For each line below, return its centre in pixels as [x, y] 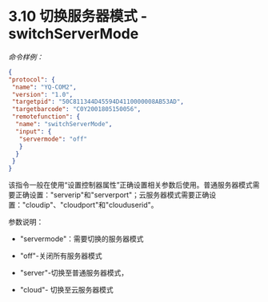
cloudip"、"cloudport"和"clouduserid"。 [92, 205]
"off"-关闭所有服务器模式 [61, 256]
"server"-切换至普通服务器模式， [74, 273]
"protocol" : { [32, 79]
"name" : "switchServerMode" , [64, 125]
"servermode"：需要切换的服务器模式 [82, 239]
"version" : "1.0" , [42, 94]
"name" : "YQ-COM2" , [44, 87]
